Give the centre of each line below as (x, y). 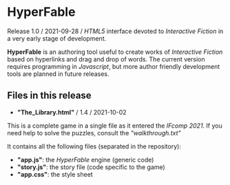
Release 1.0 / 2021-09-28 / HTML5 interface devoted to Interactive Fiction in (115, 31)
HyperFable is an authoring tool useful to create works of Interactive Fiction (115, 52)
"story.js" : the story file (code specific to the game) (91, 167)
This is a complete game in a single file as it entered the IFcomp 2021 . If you (115, 126)
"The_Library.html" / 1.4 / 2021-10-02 (72, 112)
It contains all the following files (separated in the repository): (94, 146)
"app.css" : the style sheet (55, 174)
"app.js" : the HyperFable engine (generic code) (85, 159)
